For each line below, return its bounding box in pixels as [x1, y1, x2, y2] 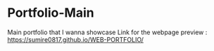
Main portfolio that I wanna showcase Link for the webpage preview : [7, 28, 208, 36]
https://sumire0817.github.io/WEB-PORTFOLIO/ [7, 35, 144, 43]
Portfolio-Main [7, 5, 94, 21]
